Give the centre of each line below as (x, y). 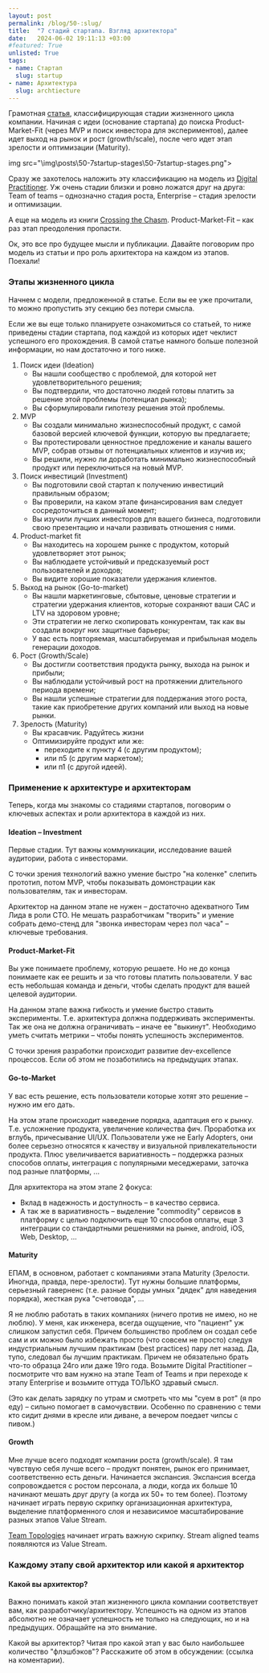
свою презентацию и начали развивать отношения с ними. (134, 527)
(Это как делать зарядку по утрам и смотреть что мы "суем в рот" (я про (135, 1398)
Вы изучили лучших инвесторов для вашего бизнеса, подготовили (146, 519)
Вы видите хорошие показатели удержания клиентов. (124, 578)
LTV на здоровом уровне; (76, 613)
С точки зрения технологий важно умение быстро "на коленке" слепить (133, 874)
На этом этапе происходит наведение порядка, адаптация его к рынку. (131, 1120)
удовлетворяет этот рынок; (79, 553)
